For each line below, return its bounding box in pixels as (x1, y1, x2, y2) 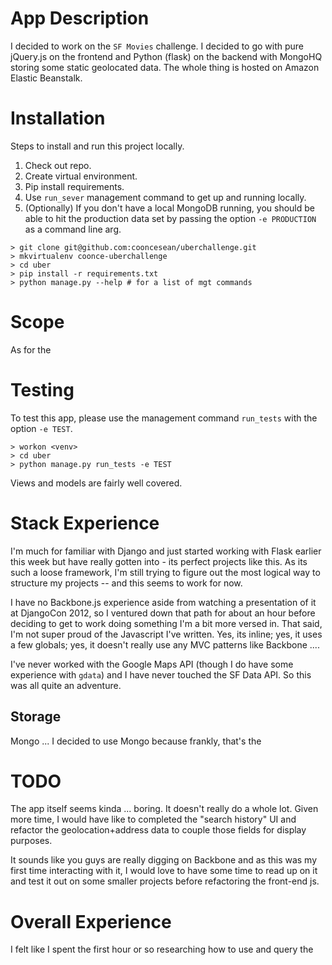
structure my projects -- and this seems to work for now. (10, 577, 243, 589)
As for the (10, 343, 52, 356)
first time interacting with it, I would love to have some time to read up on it (10, 865, 318, 877)
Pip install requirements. (24, 180, 125, 192)
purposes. (10, 835, 53, 847)
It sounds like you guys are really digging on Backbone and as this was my (10, 854, 318, 866)
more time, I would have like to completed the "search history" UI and (10, 813, 297, 826)
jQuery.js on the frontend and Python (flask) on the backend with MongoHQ (10, 50, 323, 62)
